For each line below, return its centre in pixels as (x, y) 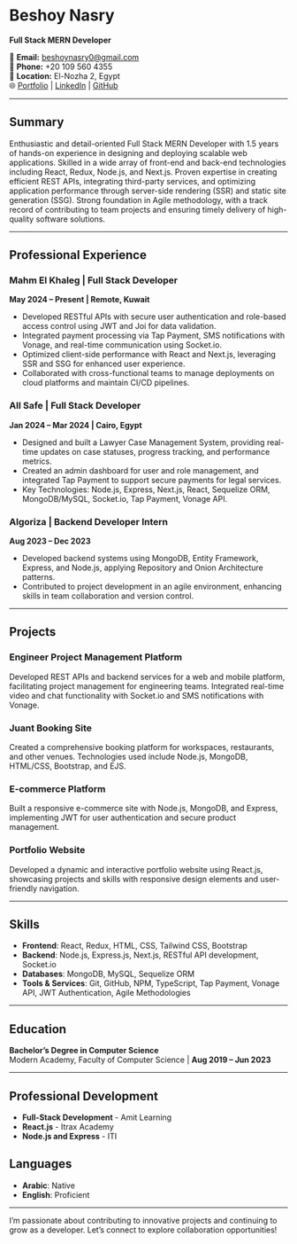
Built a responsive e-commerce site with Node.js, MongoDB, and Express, (144, 809)
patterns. (38, 577)
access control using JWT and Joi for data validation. (119, 326)
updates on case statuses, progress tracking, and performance (155, 451)
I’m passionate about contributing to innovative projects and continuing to (143, 1220)
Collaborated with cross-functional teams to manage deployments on (148, 373)
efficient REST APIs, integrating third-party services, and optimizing (133, 181)
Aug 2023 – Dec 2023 (50, 541)
